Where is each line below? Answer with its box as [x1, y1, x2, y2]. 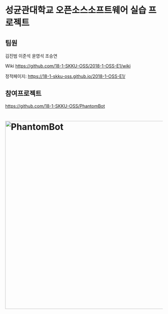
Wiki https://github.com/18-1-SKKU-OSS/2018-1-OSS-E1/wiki [5, 63, 131, 69]
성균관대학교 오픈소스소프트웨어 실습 [5, 5, 146, 16]
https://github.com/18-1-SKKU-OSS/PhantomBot [5, 103, 105, 109]
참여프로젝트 [5, 89, 41, 98]
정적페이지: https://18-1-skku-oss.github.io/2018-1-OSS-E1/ [5, 73, 126, 79]
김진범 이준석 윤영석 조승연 [5, 53, 57, 59]
